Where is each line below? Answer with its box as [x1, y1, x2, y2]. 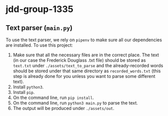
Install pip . [13, 89, 35, 95]
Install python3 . [13, 84, 44, 90]
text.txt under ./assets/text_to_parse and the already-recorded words [13, 63, 163, 68]
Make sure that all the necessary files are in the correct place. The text [13, 52, 159, 58]
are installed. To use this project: [6, 42, 73, 48]
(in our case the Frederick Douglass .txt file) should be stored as [13, 57, 146, 63]
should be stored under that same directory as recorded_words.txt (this [13, 68, 161, 74]
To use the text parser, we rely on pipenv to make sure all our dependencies [6, 37, 162, 43]
